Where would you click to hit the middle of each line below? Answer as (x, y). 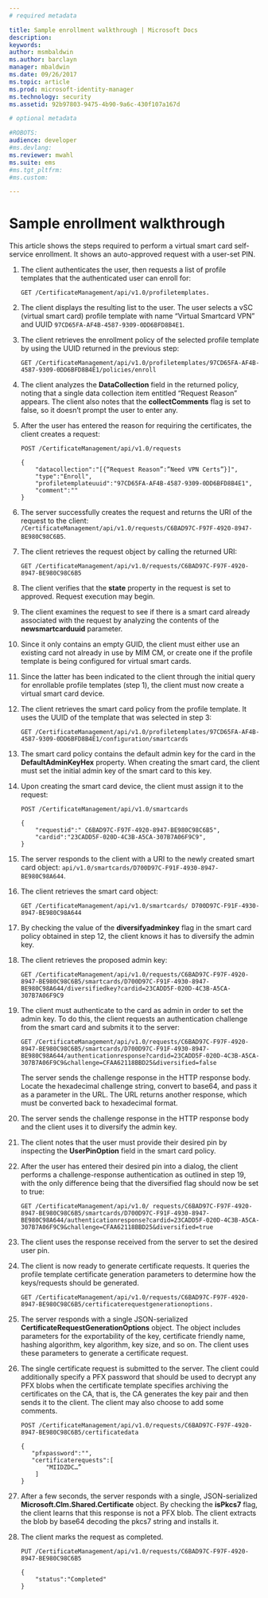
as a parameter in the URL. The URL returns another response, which (134, 1095)
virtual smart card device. (62, 693)
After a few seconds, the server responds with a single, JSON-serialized (139, 1496)
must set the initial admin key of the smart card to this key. (116, 771)
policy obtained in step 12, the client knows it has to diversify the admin (137, 936)
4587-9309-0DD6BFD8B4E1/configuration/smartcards (105, 739)
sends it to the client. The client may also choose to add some (122, 1403)
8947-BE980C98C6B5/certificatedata (80, 1433)
